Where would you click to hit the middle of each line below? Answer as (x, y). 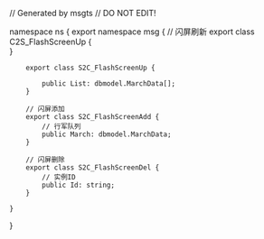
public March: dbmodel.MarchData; (107, 134)
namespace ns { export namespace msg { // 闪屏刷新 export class (132, 32)
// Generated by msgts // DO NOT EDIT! (83, 13)
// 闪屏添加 (45, 109)
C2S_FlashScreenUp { (51, 41)
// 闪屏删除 (45, 160)
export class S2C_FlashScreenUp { (90, 68)
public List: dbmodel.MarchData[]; (109, 84)
